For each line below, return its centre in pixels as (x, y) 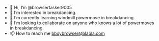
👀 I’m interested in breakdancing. (43, 13)
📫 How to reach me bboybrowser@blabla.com (57, 33)
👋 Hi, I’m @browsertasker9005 (41, 7)
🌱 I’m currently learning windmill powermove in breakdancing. (72, 18)
